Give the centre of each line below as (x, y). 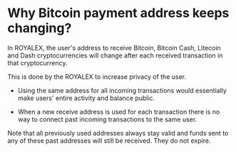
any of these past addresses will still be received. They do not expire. (109, 141)
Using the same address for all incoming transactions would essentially (122, 90)
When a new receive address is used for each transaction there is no (119, 112)
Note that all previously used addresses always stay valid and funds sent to (118, 133)
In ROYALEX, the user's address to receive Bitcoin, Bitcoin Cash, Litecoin (114, 48)
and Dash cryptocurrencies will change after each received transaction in (115, 55)
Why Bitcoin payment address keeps (118, 13)
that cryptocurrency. (37, 63)
